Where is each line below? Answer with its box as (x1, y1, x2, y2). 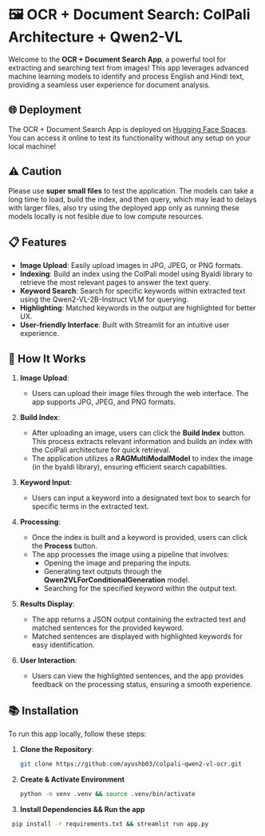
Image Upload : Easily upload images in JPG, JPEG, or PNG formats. (19, 261, 243, 270)
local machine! (8, 141, 57, 151)
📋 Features (8, 235, 67, 249)
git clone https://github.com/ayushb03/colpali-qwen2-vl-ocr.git (19, 760, 242, 768)
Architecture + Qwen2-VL (8, 28, 184, 46)
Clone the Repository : (19, 745, 94, 754)
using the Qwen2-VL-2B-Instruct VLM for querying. (19, 294, 189, 304)
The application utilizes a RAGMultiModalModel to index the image (31, 454, 254, 463)
